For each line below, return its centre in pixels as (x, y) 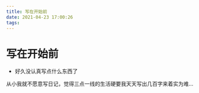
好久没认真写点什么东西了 (46, 71)
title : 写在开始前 (27, 12)
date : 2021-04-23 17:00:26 (40, 17)
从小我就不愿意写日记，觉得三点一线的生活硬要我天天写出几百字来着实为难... (100, 84)
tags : (13, 23)
